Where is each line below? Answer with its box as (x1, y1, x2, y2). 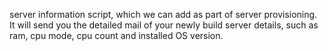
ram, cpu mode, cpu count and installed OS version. (9, 30, 224, 41)
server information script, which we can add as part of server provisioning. (9, 9, 318, 20)
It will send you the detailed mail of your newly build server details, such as (9, 19, 319, 31)
